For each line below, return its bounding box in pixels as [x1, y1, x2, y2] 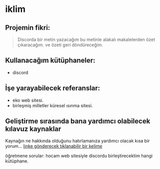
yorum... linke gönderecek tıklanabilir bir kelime [5, 143, 102, 149]
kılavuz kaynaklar [5, 125, 61, 133]
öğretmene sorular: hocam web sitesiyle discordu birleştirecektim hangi [5, 153, 153, 159]
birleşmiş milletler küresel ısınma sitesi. [12, 102, 93, 108]
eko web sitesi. [12, 97, 43, 103]
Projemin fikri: [5, 23, 50, 32]
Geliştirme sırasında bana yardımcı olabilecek [5, 117, 150, 126]
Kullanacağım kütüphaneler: [5, 56, 96, 65]
